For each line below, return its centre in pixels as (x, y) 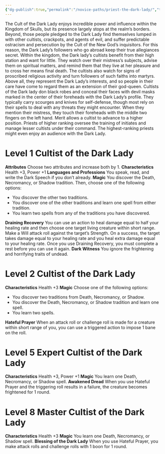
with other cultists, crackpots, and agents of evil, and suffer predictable (77, 39)
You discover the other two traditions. (50, 197)
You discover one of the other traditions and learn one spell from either (84, 203)
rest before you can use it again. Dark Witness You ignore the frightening (79, 248)
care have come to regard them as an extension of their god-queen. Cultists (82, 86)
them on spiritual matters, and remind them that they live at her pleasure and (82, 65)
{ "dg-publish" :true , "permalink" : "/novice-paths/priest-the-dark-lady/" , (81, 10)
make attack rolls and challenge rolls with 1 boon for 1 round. (66, 447)
